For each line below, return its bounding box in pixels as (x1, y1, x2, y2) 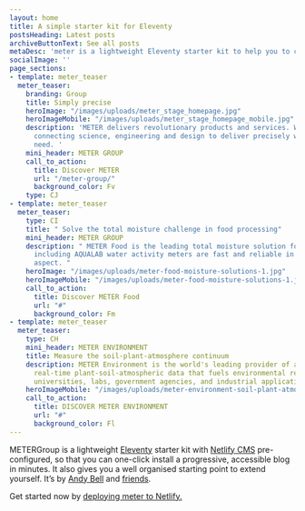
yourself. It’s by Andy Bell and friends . (9, 473, 152, 484)
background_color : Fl (33, 419, 116, 428)
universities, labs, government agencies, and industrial (33, 376, 258, 386)
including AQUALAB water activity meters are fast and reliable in (33, 250, 295, 259)
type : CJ (25, 191, 59, 200)
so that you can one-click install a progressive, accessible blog (54, 454, 290, 465)
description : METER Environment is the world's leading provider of (25, 360, 290, 369)
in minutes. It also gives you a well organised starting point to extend (9, 463, 266, 474)
